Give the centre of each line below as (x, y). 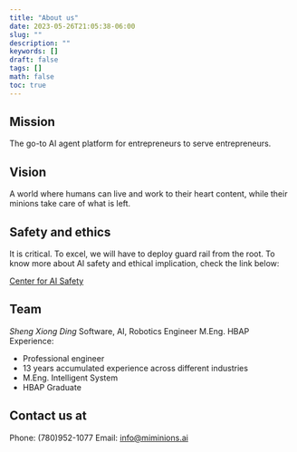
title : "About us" (44, 18)
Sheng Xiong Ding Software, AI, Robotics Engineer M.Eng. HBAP (129, 331)
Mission (33, 122)
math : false (32, 77)
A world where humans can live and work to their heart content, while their (148, 194)
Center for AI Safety (47, 281)
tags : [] (26, 69)
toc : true (28, 85)
